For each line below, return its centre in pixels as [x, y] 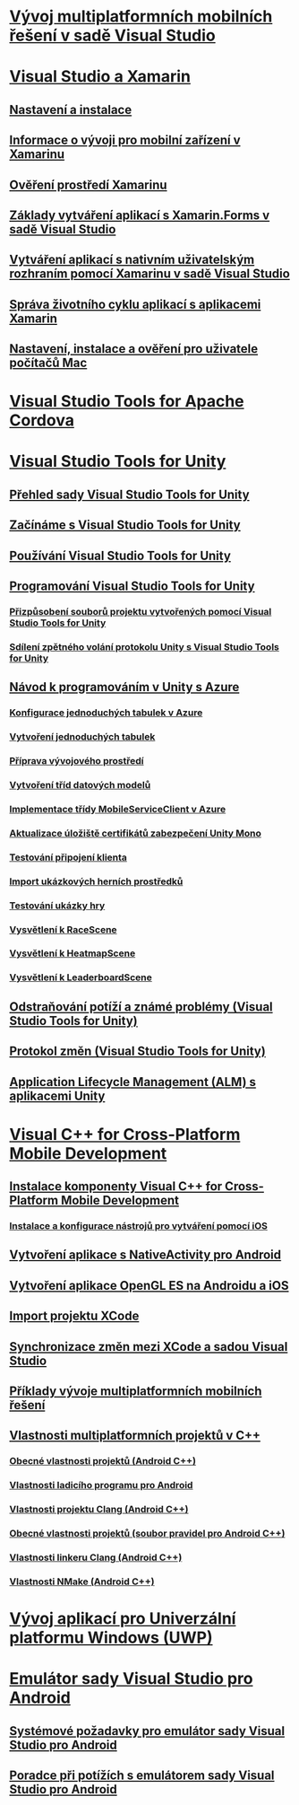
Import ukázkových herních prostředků [96, 881]
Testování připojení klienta [68, 857]
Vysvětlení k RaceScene [64, 929]
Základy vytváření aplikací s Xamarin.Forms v [140, 215]
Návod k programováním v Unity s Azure [124, 687]
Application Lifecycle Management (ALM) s [133, 1082]
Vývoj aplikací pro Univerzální [123, 1619]
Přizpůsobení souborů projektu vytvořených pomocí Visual [141, 611]
